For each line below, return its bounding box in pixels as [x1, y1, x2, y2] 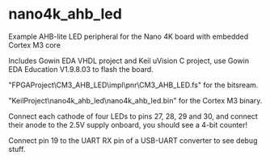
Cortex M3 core [8, 40, 61, 49]
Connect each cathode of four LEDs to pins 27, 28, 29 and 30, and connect [8, 111, 259, 121]
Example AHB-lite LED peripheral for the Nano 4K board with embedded [8, 32, 249, 41]
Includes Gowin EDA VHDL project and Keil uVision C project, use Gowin [8, 56, 249, 65]
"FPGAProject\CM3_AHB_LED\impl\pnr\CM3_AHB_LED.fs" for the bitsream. [8, 80, 259, 90]
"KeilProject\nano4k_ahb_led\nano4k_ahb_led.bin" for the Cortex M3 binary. [8, 95, 263, 105]
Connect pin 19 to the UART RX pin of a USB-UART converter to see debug [8, 135, 258, 145]
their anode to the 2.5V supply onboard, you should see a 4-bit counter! [8, 120, 248, 129]
